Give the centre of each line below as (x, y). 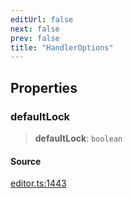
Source (26, 161)
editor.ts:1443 (38, 183)
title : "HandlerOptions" (62, 47)
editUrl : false (42, 19)
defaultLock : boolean (78, 138)
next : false (35, 29)
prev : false (35, 38)
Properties (44, 87)
